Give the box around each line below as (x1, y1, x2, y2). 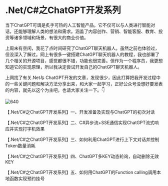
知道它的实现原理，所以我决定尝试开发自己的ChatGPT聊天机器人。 (5, 63, 142, 70)
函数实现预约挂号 (9, 175, 45, 181)
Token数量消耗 (5, 142, 36, 148)
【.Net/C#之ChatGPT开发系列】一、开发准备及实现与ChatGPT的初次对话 (5, 108, 155, 115)
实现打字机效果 (13, 125, 45, 131)
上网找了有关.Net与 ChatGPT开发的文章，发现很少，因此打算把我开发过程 (5, 74, 156, 80)
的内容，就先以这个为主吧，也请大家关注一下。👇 (5, 87, 105, 93)
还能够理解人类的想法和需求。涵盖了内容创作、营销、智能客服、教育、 (13, 28, 158, 34)
